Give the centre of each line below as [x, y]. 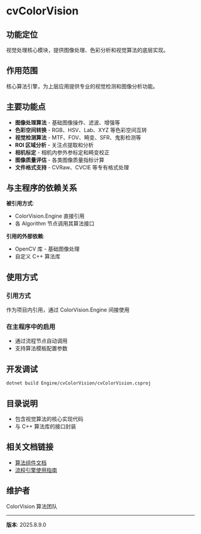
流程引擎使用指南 [36, 470]
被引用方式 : [20, 203]
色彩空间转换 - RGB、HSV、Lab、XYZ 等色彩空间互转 [81, 130]
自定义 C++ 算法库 [38, 257]
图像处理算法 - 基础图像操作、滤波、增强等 [68, 122]
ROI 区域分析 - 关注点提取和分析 [54, 145]
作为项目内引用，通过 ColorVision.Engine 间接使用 [68, 310]
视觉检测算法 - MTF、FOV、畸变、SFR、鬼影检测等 [78, 137]
